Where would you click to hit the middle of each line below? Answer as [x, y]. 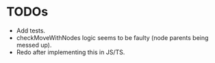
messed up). [34, 45]
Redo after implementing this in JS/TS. [71, 52]
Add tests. [31, 30]
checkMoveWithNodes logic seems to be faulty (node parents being [112, 37]
